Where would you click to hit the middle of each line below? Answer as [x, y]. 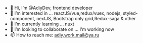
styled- [130, 13]
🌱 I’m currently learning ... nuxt [42, 24]
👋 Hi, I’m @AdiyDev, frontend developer [51, 8]
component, [22, 18]
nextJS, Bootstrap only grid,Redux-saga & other [86, 18]
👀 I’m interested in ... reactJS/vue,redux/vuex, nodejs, [66, 13]
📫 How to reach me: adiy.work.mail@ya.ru [55, 35]
